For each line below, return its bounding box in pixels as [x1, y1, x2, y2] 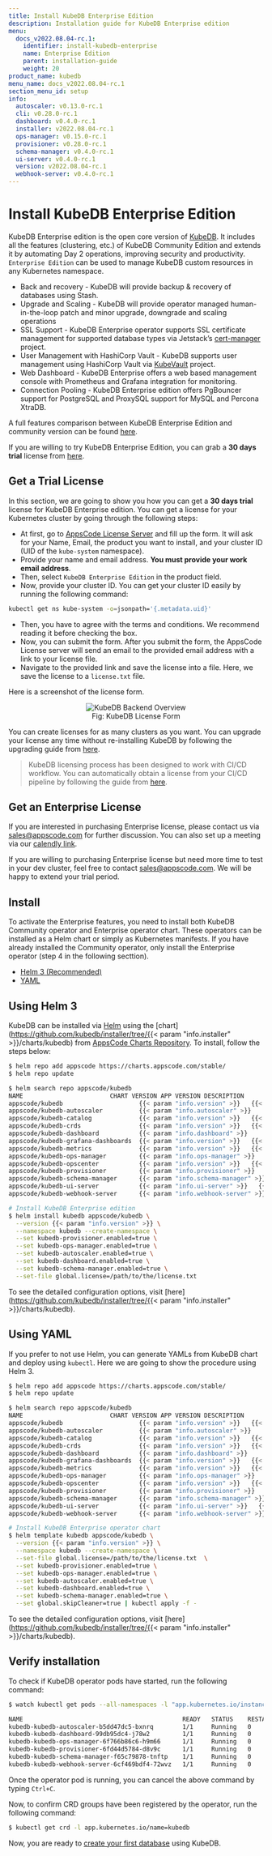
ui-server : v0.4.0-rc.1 [15, 155, 96, 163]
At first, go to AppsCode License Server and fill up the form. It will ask [19, 528, 253, 539]
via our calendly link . [8, 839, 78, 849]
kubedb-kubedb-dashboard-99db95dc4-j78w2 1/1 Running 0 [8, 1730, 252, 1739]
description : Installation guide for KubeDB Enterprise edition [8, 19, 230, 28]
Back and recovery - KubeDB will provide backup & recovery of [19, 281, 232, 292]
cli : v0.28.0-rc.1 [15, 110, 79, 118]
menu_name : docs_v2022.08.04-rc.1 [8, 79, 125, 87]
